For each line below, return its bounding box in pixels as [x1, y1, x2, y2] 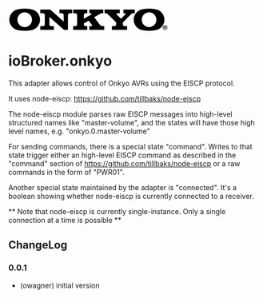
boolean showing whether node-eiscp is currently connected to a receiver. [8, 191, 254, 201]
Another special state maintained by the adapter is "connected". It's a [8, 182, 237, 192]
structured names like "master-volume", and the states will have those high [8, 117, 256, 127]
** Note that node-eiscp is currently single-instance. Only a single [8, 206, 226, 216]
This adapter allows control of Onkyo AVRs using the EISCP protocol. [8, 78, 235, 88]
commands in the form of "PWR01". [8, 167, 126, 177]
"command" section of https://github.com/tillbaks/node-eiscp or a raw [8, 158, 241, 168]
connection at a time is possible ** [8, 215, 122, 224]
